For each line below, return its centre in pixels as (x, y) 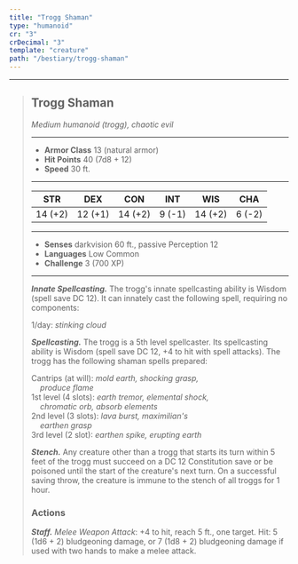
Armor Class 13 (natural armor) (102, 150)
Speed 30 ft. (67, 169)
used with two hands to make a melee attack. (114, 551)
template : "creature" (49, 51)
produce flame (67, 387)
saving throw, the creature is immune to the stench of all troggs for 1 (155, 480)
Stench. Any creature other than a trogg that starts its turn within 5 (153, 452)
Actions (48, 512)
